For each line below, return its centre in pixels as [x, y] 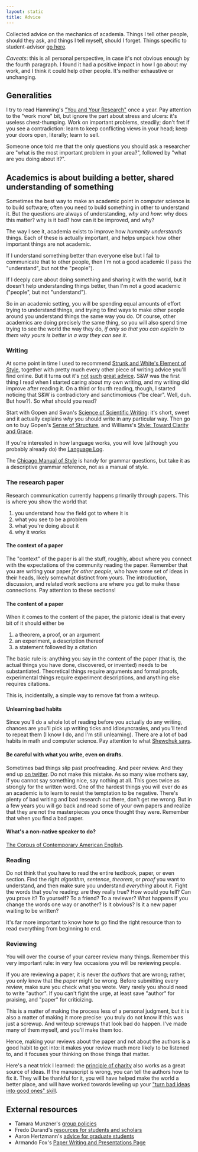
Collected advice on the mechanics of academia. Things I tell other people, [98, 34]
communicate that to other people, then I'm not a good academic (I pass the [99, 262]
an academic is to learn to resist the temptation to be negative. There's [92, 793]
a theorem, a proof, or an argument [57, 635]
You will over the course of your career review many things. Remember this [98, 957]
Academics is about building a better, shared [90, 177]
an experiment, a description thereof [59, 641]
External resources [42, 1109]
